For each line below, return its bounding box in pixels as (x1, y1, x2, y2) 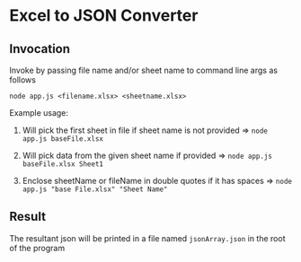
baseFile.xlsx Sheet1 (22, 160, 103, 169)
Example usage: (9, 108, 69, 118)
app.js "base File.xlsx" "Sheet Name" (22, 185, 168, 194)
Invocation (9, 41, 70, 57)
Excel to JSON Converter (9, 5, 199, 26)
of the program (9, 242, 66, 253)
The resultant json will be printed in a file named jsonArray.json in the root (9, 232, 286, 243)
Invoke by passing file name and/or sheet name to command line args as (9, 65, 279, 75)
